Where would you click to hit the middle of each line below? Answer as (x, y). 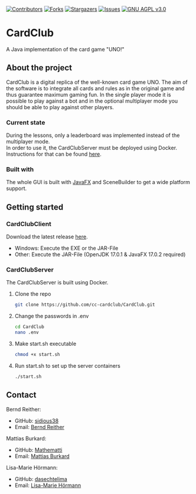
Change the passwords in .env (52, 316)
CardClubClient (29, 224)
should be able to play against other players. (60, 107)
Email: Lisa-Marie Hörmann (48, 485)
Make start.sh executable (45, 343)
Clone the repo (33, 294)
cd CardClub (29, 327)
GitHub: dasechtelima (41, 479)
